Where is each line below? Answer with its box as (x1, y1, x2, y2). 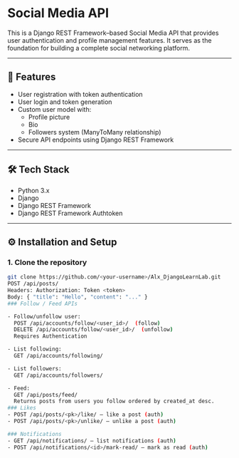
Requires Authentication (14, 333, 87, 340)
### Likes (7, 405, 37, 412)
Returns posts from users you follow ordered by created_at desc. (14, 397, 215, 405)
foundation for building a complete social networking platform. (7, 43, 191, 52)
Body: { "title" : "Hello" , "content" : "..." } (7, 293, 148, 301)
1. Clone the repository (7, 257, 87, 267)
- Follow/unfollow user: (7, 313, 81, 320)
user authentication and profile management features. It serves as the (7, 36, 212, 44)
